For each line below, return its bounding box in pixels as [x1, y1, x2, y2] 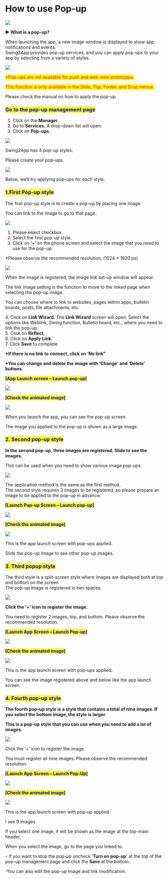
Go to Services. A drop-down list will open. [12, 123, 102, 129]
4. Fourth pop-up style [5, 695, 62, 702]
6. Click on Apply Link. [5, 335, 53, 341]
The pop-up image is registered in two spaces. [5, 585, 102, 591]
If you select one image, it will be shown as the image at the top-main [5, 828, 149, 835]
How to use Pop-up [5, 3, 87, 15]
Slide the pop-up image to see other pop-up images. [5, 550, 114, 556]
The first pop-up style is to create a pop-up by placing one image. [5, 200, 142, 206]
